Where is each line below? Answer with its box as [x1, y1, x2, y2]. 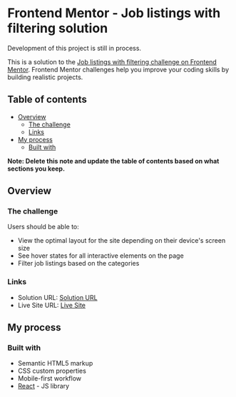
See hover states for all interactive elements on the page [17, 251, 184, 260]
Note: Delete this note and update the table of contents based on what [7, 156, 220, 165]
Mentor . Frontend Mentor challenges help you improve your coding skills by [7, 65, 230, 74]
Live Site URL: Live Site [17, 301, 86, 309]
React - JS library [17, 382, 70, 391]
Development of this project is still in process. [7, 44, 141, 52]
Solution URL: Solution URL [17, 293, 98, 301]
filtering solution [7, 20, 108, 36]
